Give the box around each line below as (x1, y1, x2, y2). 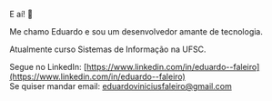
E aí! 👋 (9, 9, 34, 19)
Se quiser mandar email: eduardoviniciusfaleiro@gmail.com (9, 81, 232, 91)
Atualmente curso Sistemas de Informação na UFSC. (9, 44, 207, 55)
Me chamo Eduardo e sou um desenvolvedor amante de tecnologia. (9, 26, 264, 36)
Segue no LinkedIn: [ (9, 62, 87, 72)
